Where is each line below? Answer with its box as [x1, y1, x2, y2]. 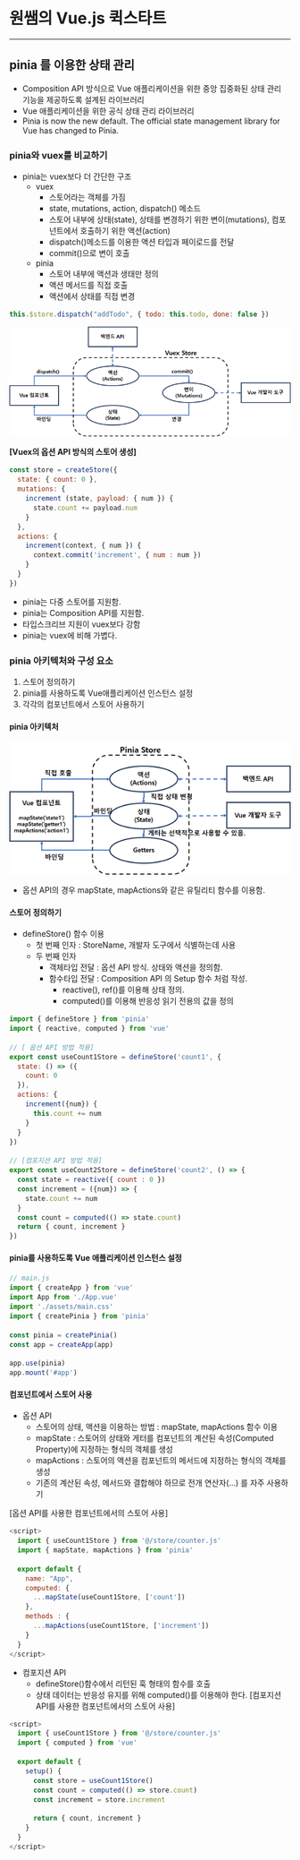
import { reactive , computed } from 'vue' [9, 1024, 170, 1033]
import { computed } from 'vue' [17, 1738, 138, 1747]
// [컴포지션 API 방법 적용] [9, 1156, 103, 1165]
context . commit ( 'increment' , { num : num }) [32, 551, 202, 560]
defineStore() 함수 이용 [21, 929, 105, 939]
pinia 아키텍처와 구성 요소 [9, 655, 113, 667]
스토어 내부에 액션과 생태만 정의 [48, 269, 159, 279]
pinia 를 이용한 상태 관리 [9, 57, 136, 73]
